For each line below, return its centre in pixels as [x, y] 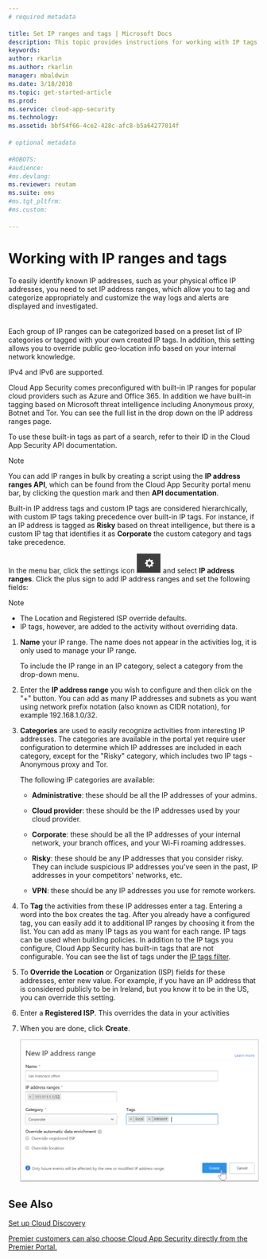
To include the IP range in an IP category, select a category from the [132, 666]
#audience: [26, 168]
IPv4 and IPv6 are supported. [56, 372]
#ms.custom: [28, 210]
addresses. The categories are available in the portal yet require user [133, 739]
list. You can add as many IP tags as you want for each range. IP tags [133, 931]
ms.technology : [33, 118]
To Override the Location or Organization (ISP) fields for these [122, 972]
